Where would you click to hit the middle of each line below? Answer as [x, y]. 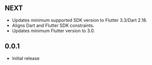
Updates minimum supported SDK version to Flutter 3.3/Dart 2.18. [80, 20]
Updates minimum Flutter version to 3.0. [53, 31]
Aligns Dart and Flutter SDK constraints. [53, 25]
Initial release [26, 58]
